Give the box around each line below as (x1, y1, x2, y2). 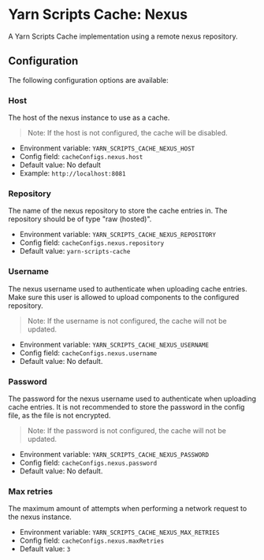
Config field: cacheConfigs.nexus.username (19, 348, 158, 358)
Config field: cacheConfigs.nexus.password (19, 458, 158, 467)
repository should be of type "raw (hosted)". (8, 214, 152, 224)
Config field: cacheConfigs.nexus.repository (19, 238, 165, 247)
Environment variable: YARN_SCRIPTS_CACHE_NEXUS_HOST (19, 143, 195, 153)
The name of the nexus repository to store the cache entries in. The (8, 206, 228, 216)
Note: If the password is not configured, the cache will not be (27, 425, 227, 435)
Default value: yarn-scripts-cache (19, 247, 131, 256)
